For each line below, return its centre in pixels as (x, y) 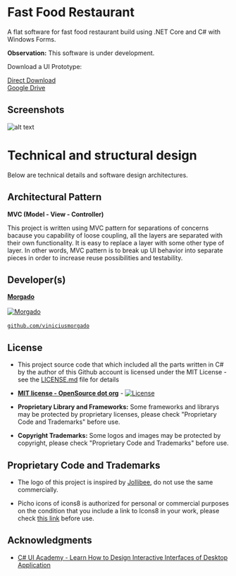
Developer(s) (37, 280)
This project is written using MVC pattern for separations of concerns (108, 228)
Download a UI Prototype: (45, 66)
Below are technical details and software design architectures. (98, 175)
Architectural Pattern (55, 197)
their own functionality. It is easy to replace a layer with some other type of (116, 243)
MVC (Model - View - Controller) (56, 214)
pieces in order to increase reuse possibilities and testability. (95, 257)
